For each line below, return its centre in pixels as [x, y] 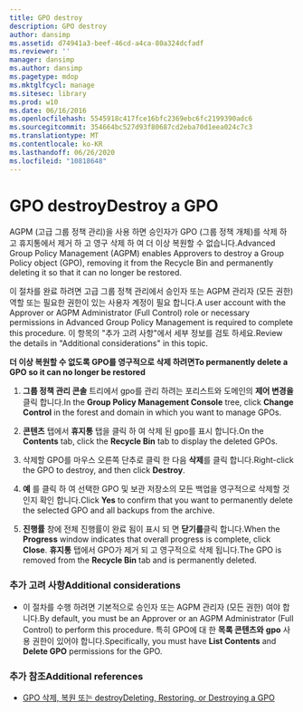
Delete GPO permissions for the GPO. [92, 651]
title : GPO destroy [46, 18]
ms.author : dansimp [46, 69]
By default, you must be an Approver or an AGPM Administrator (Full [166, 618]
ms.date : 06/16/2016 [48, 111]
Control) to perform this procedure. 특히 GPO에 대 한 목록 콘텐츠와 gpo [151, 630]
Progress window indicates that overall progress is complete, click [147, 539]
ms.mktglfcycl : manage [52, 85]
